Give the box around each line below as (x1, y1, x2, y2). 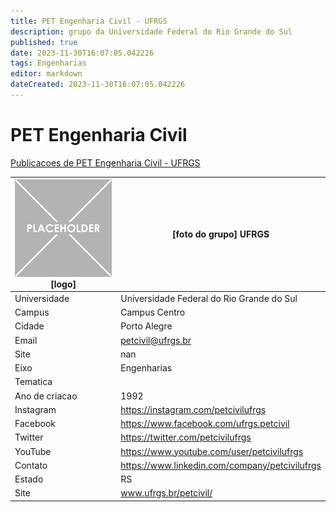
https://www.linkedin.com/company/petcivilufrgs (120, 459, 322, 471)
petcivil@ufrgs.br (120, 334, 192, 346)
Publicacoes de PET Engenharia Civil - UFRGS (10, 156, 201, 169)
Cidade (14, 320, 45, 332)
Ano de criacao (14, 390, 78, 402)
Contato (14, 459, 48, 471)
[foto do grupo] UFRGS (172, 228, 270, 240)
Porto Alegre (120, 320, 173, 332)
